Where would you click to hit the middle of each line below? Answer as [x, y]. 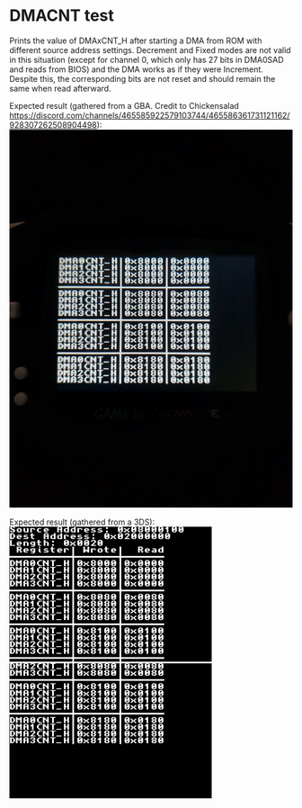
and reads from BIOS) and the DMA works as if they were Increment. [136, 69]
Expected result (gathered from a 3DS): [82, 522]
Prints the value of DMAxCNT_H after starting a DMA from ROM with [136, 40]
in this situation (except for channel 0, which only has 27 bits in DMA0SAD [147, 59]
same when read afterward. [60, 88]
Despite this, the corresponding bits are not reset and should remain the [142, 78]
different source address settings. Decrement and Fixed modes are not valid [150, 49]
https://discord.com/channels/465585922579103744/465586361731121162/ [150, 115]
